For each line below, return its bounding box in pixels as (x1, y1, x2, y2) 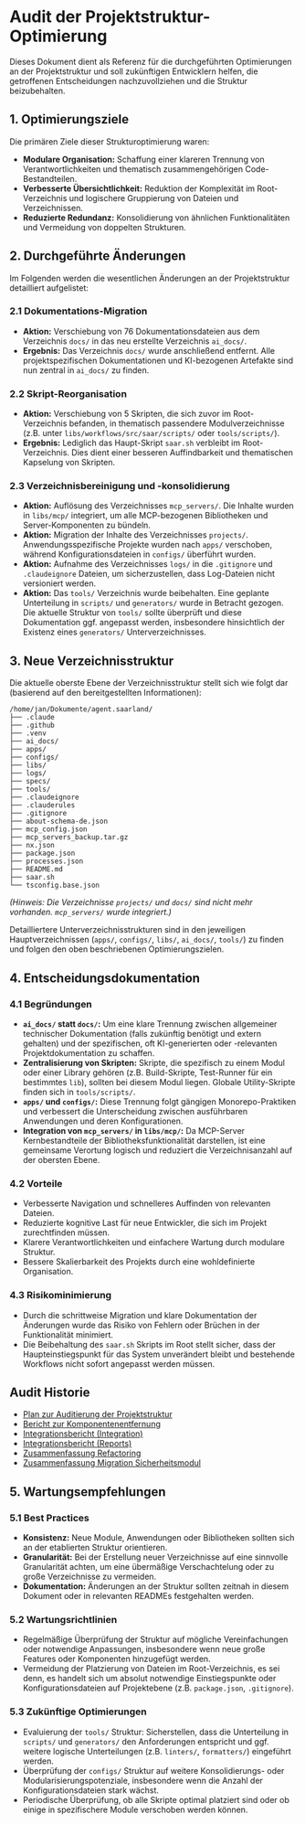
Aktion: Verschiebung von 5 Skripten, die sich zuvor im (22, 409, 231, 420)
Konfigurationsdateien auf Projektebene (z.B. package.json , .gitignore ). (22, 1682, 294, 1693)
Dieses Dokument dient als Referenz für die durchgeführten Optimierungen (9, 56, 292, 67)
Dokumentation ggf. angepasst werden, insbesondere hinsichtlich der (22, 617, 285, 628)
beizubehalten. (9, 85, 66, 96)
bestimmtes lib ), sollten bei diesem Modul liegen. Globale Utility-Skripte (22, 1076, 296, 1087)
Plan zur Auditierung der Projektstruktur (22, 1409, 174, 1420)
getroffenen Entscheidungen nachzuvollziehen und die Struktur (9, 75, 248, 86)
